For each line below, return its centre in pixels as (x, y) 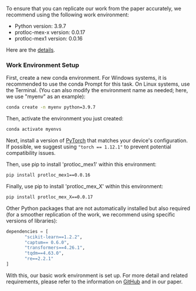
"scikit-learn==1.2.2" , (53, 237)
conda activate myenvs (34, 129)
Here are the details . (31, 50)
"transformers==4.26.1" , (55, 248)
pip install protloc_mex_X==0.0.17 (50, 197)
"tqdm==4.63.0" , (44, 253)
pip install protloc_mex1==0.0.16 (48, 175)
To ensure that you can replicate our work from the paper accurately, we (94, 9)
